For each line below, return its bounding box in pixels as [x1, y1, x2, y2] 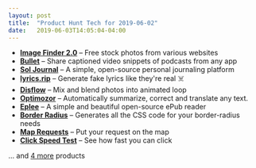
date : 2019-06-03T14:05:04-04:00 [8, 26, 126, 34]
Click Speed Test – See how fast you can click [19, 136, 173, 145]
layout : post [8, 11, 52, 20]
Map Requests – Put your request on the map [19, 128, 169, 137]
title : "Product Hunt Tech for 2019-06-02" [8, 19, 158, 27]
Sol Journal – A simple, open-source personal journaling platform [19, 65, 235, 74]
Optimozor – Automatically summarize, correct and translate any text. [19, 94, 249, 103]
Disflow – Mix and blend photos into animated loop [19, 85, 187, 95]
